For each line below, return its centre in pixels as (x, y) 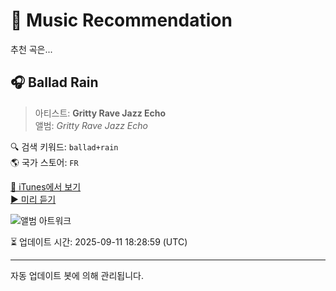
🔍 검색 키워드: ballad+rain (64, 146)
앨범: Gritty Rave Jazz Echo (91, 125)
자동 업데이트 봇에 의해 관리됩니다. (77, 275)
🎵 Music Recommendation (121, 20)
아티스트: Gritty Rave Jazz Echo (100, 113)
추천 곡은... (31, 49)
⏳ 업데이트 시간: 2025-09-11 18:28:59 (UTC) (99, 241)
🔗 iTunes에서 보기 (46, 186)
